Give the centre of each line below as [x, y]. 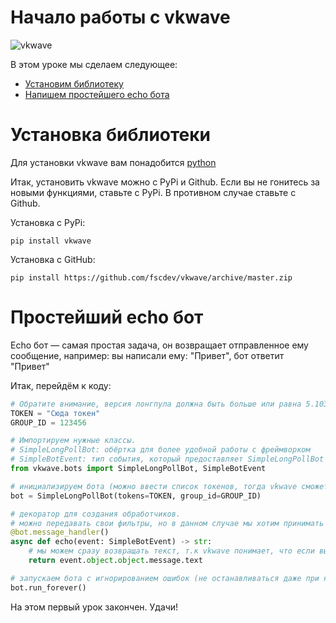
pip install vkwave [51, 241]
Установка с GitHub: [53, 259]
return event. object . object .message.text [115, 561]
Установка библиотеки [111, 135]
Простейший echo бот [107, 317]
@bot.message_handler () [60, 532]
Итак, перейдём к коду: [61, 385]
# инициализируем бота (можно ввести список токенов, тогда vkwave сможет [169, 486]
